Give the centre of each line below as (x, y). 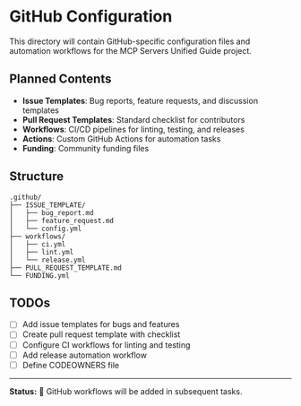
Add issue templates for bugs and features (101, 324)
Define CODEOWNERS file (70, 365)
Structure (37, 177)
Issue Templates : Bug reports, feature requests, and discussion (140, 100)
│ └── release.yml (48, 260)
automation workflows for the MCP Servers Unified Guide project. (131, 50)
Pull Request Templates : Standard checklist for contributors (133, 119)
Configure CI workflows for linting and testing (106, 345)
